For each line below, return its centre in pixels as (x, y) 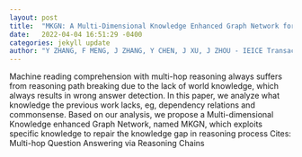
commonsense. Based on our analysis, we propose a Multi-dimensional (142, 115)
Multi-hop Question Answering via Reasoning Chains (107, 144)
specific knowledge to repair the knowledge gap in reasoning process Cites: (151, 134)
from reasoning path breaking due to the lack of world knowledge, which (144, 86)
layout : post (34, 17)
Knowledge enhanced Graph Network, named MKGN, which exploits (136, 124)
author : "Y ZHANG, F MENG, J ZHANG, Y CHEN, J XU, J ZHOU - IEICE (136, 51)
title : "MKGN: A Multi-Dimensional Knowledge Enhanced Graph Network (144, 26)
